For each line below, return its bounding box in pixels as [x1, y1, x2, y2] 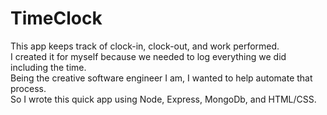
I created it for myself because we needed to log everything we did [10, 50, 287, 62]
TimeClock [10, 7, 103, 30]
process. [10, 82, 47, 94]
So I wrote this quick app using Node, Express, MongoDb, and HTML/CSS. [10, 93, 317, 105]
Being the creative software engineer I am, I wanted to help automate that [10, 72, 313, 84]
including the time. [10, 61, 87, 73]
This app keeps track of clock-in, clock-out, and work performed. [10, 40, 280, 52]
